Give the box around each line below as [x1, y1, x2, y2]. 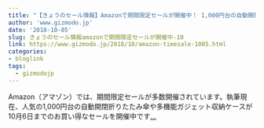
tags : [8, 62, 26, 70]
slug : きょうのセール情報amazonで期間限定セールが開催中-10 [8, 33, 185, 41]
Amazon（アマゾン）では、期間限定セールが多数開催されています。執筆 [8, 91, 241, 101]
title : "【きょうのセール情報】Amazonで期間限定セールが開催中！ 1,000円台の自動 [8, 11, 249, 20]
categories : [8, 48, 47, 55]
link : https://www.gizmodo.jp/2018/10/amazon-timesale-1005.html [8, 41, 226, 48]
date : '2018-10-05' [8, 26, 72, 34]
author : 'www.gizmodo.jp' [8, 19, 93, 27]
